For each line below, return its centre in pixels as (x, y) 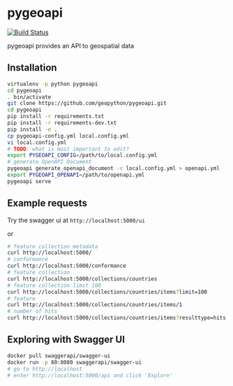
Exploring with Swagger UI (66, 339)
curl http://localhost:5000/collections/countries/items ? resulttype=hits (117, 318)
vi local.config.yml (37, 142)
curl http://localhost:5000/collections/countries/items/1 (95, 305)
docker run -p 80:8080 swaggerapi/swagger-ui (74, 362)
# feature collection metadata (53, 246)
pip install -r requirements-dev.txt (62, 123)
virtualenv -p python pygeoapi (53, 84)
